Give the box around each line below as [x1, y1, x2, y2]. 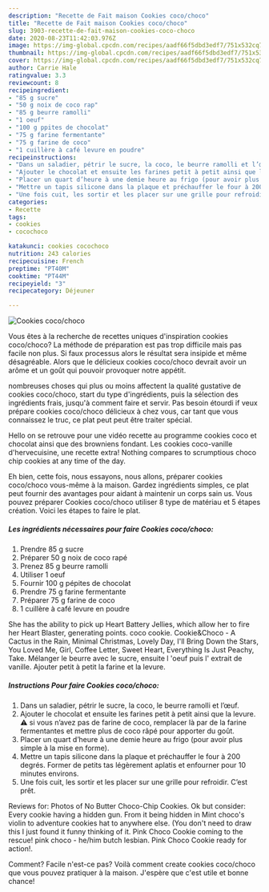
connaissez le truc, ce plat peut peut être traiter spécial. [8, 415, 193, 425]
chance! [8, 877, 35, 886]
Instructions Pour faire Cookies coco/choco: [8, 680, 159, 690]
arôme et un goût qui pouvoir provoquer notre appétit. [8, 365, 187, 375]
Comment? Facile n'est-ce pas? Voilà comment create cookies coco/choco [8, 859, 256, 870]
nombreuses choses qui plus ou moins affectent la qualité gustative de [8, 381, 242, 391]
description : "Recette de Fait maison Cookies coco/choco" [8, 11, 210, 20]
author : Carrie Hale [8, 64, 78, 72]
